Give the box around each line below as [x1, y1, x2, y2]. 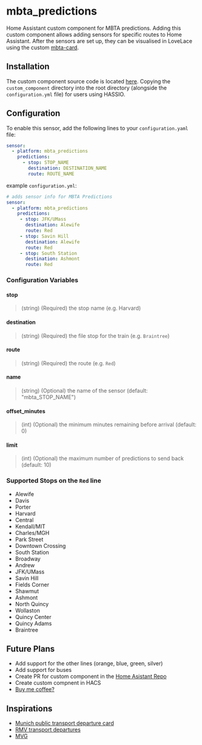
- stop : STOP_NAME [22, 159, 69, 166]
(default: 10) [21, 461, 52, 469]
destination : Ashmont [25, 256, 80, 262]
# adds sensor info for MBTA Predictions [6, 194, 113, 200]
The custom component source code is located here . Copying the [6, 77, 171, 85]
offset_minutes [6, 407, 45, 414]
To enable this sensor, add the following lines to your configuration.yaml [6, 124, 189, 131]
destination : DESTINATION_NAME [28, 166, 107, 172]
